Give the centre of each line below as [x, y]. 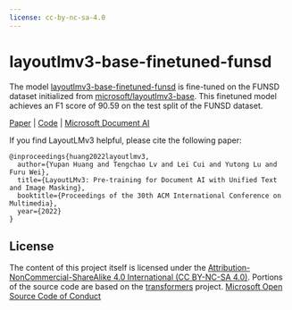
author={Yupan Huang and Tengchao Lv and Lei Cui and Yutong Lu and [147, 164]
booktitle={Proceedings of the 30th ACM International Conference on [149, 196]
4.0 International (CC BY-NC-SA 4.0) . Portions [198, 277]
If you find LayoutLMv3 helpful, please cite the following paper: [126, 140]
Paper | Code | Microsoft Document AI [79, 122]
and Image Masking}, [48, 188]
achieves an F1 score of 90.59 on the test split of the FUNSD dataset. [136, 105]
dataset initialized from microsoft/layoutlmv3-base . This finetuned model [143, 96]
